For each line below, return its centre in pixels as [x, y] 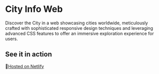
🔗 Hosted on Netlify [25, 66]
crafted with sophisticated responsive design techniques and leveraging [79, 28]
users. [12, 39]
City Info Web [34, 9]
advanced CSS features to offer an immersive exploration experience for [79, 33]
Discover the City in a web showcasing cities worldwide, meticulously [77, 23]
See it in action [29, 54]
